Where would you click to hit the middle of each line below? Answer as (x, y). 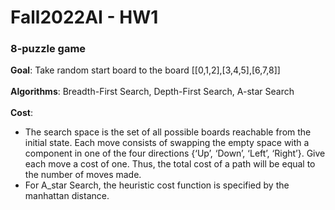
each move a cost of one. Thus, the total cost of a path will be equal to (170, 164)
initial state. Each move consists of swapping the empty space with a (167, 143)
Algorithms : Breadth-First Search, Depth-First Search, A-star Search (152, 92)
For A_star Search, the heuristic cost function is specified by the (157, 185)
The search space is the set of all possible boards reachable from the (168, 132)
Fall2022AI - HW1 (84, 17)
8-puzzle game (48, 49)
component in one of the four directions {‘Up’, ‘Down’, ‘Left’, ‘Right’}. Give (175, 153)
